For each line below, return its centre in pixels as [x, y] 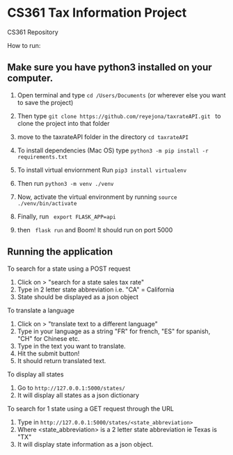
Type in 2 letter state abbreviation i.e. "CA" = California [96, 289]
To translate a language [41, 310]
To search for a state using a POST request [69, 269]
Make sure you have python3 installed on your [110, 67]
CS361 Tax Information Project [97, 13]
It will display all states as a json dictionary [78, 395]
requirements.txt [42, 157]
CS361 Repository [33, 32]
